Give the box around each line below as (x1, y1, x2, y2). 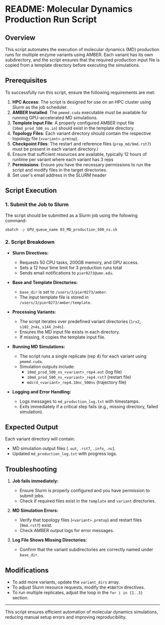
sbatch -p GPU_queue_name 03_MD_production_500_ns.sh (5, 227, 118, 232)
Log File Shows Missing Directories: (12, 537, 87, 543)
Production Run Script (5, 14, 97, 25)
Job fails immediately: (12, 478, 59, 484)
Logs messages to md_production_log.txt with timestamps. (19, 398, 140, 404)
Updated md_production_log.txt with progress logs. (12, 451, 117, 457)
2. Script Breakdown (5, 238, 55, 245)
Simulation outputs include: (19, 363, 75, 369)
